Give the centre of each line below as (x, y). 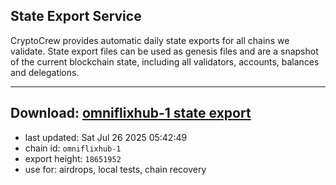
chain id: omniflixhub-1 (73, 148)
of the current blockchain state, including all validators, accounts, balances (165, 61)
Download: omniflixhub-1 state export (131, 113)
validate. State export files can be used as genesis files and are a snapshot (164, 51)
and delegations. (45, 72)
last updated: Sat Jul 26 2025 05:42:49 (106, 137)
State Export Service (76, 16)
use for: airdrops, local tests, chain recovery (115, 169)
